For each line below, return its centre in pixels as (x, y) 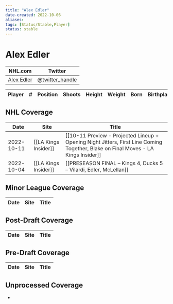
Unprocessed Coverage (44, 285)
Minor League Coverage (45, 188)
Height (94, 95)
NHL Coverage (29, 112)
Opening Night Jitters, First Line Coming (114, 142)
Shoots (72, 95)
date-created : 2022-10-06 (33, 15)
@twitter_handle (57, 80)
